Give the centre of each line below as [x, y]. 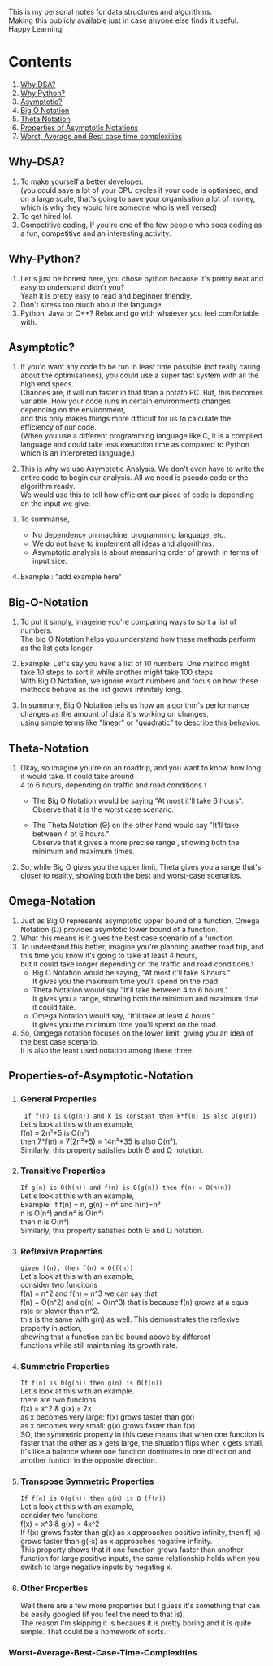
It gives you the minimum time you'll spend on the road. [125, 1024]
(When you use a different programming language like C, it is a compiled [141, 436]
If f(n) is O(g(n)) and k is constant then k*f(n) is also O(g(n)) [141, 1116]
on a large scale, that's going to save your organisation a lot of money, [138, 198]
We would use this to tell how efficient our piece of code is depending [137, 495]
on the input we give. [55, 504]
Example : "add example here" [71, 577]
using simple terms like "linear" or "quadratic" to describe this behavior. [140, 722]
